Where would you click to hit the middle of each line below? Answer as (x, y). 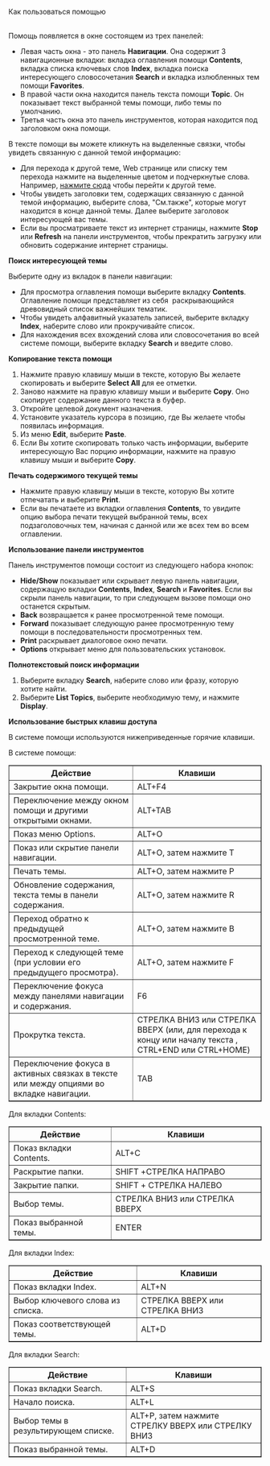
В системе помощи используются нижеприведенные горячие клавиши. (132, 737)
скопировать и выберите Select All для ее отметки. (108, 383)
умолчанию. (41, 111)
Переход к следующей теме (69, 952)
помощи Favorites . (52, 85)
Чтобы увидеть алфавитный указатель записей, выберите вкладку (134, 318)
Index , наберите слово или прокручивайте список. (107, 326)
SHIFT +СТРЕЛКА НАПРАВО (170, 1172)
